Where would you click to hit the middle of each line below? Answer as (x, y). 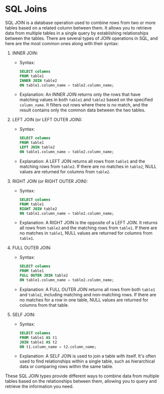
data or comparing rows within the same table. (66, 367)
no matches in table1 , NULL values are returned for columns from (86, 233)
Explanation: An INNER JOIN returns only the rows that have (80, 95)
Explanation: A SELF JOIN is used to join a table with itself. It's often (88, 356)
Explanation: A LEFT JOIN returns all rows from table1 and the (82, 161)
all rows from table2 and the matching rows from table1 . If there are (88, 228)
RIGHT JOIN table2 (38, 209)
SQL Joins (26, 9)
